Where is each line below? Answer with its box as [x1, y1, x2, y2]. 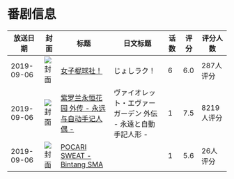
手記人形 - [114, 130, 148, 139]
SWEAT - [60, 150, 92, 160]
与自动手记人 [60, 114, 103, 123]
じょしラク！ [114, 65, 156, 75]
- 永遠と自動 [114, 119, 155, 129]
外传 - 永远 [69, 103, 106, 113]
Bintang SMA [60, 159, 103, 169]
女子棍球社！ [60, 65, 103, 75]
